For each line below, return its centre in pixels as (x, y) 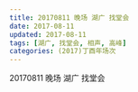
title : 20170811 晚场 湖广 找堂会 (69, 18)
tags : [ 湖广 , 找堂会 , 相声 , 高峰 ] (68, 43)
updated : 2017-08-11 (48, 34)
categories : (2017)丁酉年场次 (63, 51)
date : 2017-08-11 (42, 26)
